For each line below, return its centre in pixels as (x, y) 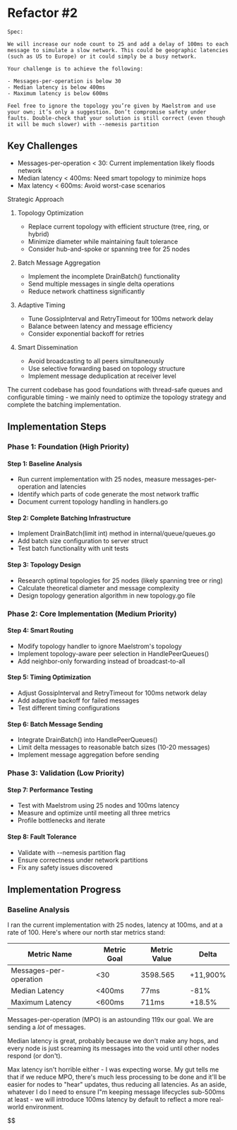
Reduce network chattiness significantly (86, 291)
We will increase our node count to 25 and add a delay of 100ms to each (118, 44)
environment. (44, 1107)
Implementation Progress (64, 889)
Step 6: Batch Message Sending (55, 724)
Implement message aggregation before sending (88, 755)
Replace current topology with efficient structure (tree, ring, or (119, 226)
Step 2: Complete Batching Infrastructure (69, 518)
